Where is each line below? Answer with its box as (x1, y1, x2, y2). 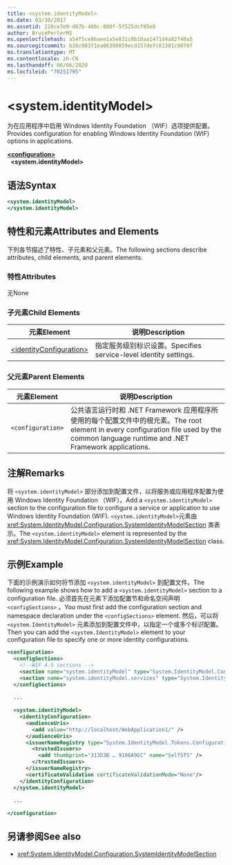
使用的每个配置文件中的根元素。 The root (70, 415, 202, 425)
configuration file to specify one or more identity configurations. (7, 636, 190, 644)
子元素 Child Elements (7, 308, 81, 317)
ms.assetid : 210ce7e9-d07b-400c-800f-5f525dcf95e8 (7, 23, 156, 30)
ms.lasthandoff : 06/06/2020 (7, 62, 88, 69)
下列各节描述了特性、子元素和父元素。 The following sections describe (7, 245, 207, 254)
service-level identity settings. (95, 350, 195, 360)
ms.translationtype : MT (7, 49, 76, 56)
